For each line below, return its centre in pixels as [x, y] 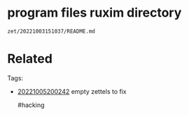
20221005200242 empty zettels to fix [72, 91]
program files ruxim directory [94, 13]
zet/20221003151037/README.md [51, 31]
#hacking [31, 105]
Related [30, 59]
